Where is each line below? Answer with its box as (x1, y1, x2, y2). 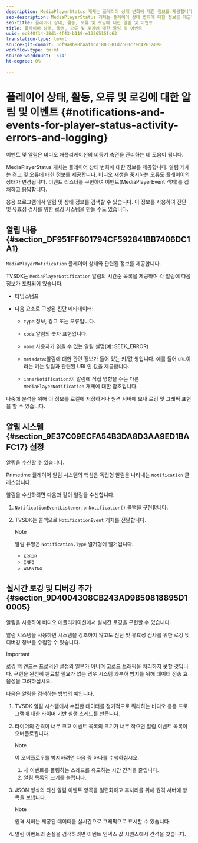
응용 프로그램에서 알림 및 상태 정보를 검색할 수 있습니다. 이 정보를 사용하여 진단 (6, 199, 187, 206)
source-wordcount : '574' (6, 53, 67, 59)
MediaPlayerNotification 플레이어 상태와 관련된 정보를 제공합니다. (6, 260, 161, 267)
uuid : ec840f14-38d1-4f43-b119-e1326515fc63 (6, 31, 117, 37)
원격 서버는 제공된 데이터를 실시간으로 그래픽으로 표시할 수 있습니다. (14, 818, 171, 825)
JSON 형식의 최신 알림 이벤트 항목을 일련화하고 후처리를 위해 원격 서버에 (14, 786, 181, 793)
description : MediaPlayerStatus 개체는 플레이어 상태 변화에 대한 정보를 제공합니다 (6, 8, 193, 15)
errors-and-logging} (6, 131, 108, 144)
